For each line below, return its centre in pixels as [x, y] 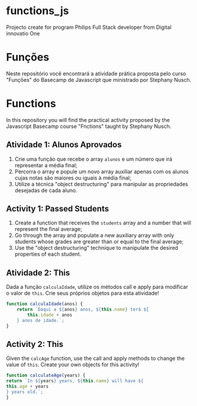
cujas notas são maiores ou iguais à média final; [73, 177]
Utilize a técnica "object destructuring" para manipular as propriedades [101, 184]
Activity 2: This [35, 344]
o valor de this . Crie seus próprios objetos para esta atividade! [83, 293]
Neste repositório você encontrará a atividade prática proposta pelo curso [96, 73]
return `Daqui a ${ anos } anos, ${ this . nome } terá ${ [83, 310]
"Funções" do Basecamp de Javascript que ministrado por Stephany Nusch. [99, 80]
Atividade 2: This [38, 273]
